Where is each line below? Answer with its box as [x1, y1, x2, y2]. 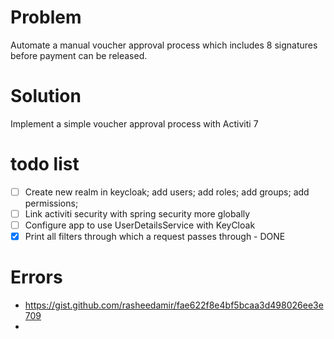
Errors [10, 266, 63, 289]
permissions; [24, 197, 79, 209]
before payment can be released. [10, 49, 148, 61]
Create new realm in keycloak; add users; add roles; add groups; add [24, 186, 310, 198]
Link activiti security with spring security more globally [24, 207, 251, 220]
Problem [10, 6, 82, 29]
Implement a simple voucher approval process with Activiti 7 [10, 117, 259, 130]
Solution [10, 85, 82, 108]
